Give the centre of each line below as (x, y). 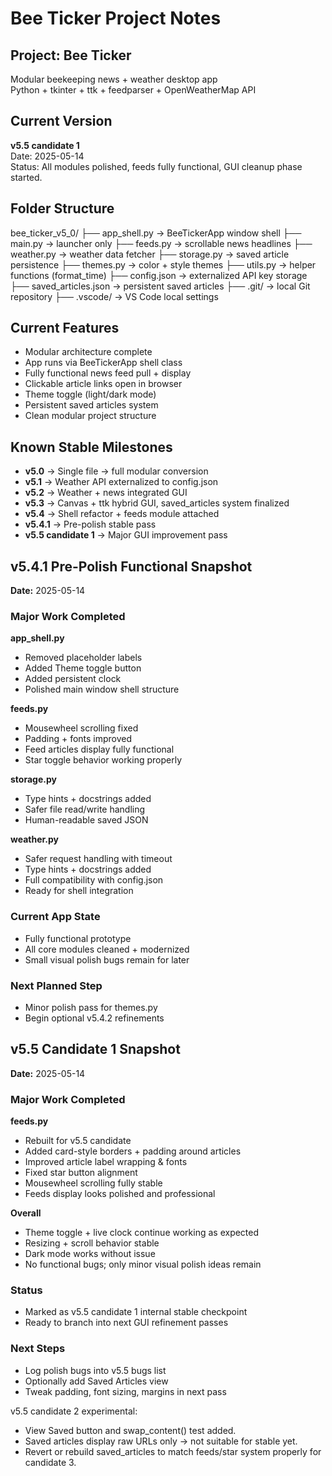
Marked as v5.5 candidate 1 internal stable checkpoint (136, 1312)
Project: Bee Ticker (71, 55)
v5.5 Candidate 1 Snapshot (95, 1049)
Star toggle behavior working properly (103, 760)
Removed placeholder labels (83, 658)
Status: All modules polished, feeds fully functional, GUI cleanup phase (156, 166)
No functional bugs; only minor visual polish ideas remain (143, 1264)
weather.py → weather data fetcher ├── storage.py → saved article (150, 254)
